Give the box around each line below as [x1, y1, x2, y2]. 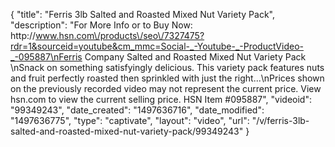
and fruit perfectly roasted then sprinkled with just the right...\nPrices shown [10, 72, 325, 84]
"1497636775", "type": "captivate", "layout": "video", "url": [10, 115, 250, 126]
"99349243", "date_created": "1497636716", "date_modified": [10, 104, 265, 116]
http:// [10, 30, 37, 41]
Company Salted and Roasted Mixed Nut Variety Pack [84, 51, 307, 63]
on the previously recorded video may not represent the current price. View [10, 83, 322, 94]
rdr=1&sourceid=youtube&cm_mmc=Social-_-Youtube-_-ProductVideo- [10, 40, 304, 52]
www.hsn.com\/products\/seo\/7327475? [35, 30, 205, 41]
